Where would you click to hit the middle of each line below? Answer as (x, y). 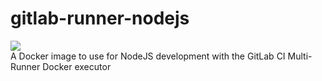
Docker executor (77, 66)
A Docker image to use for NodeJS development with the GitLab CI (148, 56)
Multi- (300, 56)
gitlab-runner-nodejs (100, 18)
